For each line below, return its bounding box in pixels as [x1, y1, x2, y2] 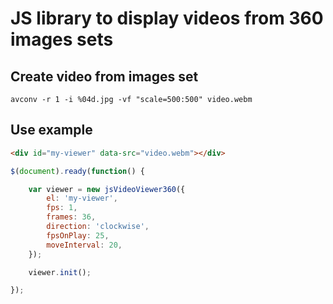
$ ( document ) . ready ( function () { [10, 166, 145, 176]
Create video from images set [10, 68, 199, 85]
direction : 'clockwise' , [46, 222, 150, 232]
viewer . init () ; [28, 267, 92, 277]
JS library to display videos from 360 [10, 7, 324, 30]
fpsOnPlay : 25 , [46, 230, 110, 241]
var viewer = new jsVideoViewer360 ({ [28, 184, 186, 194]
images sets [10, 28, 114, 51]
